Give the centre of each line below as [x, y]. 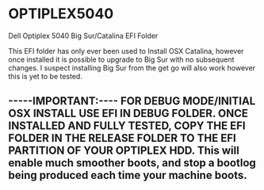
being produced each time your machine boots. [128, 175]
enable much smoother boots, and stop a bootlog [132, 163]
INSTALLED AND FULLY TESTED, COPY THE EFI [127, 126]
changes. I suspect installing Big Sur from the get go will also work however [132, 67]
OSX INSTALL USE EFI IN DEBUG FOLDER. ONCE [128, 114]
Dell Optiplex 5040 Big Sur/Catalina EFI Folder [83, 36]
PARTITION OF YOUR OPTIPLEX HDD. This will [124, 151]
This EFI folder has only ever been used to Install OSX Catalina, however [126, 51]
